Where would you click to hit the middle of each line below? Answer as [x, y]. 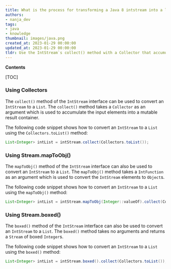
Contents [15, 67]
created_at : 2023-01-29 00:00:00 [41, 43]
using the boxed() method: [33, 252]
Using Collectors [26, 90]
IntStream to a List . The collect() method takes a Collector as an [76, 106]
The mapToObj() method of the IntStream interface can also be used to [79, 166]
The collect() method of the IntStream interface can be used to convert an [84, 101]
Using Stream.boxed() [33, 214]
